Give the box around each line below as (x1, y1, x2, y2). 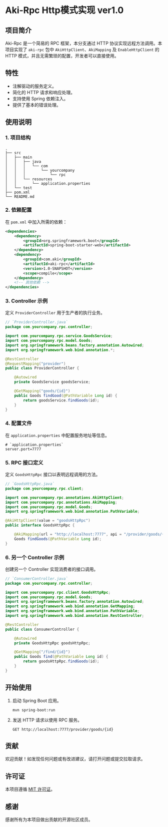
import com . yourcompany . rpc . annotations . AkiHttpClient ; (5, 495, 124, 500)
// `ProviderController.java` (5, 320, 68, 325)
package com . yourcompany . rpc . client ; (5, 486, 84, 491)
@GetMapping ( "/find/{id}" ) (14, 649, 70, 655)
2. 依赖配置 (5, 206, 32, 213)
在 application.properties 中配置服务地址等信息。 (5, 432, 110, 438)
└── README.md (5, 194, 35, 199)
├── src (5, 150, 21, 155)
